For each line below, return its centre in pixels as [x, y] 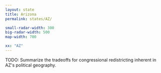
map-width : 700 [21, 37]
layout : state [20, 10]
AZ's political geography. [31, 65]
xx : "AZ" [14, 46]
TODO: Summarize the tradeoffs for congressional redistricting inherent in [81, 60]
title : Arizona [21, 14]
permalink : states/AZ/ [29, 19]
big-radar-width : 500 [28, 33]
